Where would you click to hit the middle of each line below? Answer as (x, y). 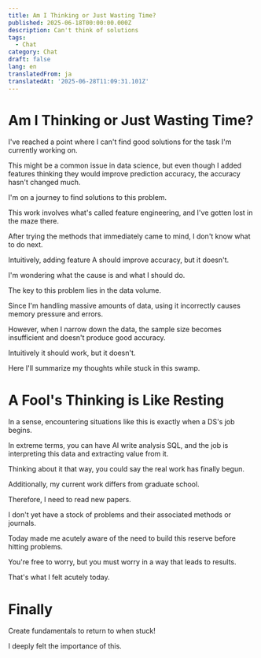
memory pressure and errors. (56, 314)
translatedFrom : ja (40, 74)
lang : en (22, 67)
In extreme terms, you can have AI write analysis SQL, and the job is (118, 445)
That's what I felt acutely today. (59, 577)
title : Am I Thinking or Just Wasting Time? (82, 15)
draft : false (29, 60)
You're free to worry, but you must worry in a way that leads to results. (123, 562)
